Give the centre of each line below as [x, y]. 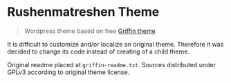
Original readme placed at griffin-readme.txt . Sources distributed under [112, 64]
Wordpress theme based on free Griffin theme [90, 31]
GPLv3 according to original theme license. [68, 72]
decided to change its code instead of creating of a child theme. [99, 51]
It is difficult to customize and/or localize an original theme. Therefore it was [115, 44]
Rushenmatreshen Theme [83, 12]
